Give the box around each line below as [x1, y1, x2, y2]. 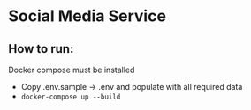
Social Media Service [8, 6, 167, 26]
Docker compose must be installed [8, 64, 135, 75]
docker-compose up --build [20, 92, 121, 101]
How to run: [8, 41, 74, 56]
